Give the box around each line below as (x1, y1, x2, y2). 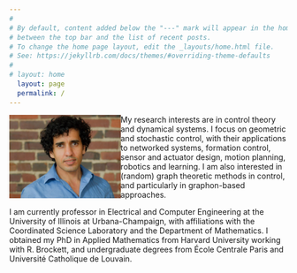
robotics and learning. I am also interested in (120, 161, 283, 171)
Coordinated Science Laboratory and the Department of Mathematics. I (9, 225, 269, 236)
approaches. (120, 189, 166, 200)
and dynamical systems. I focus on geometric (120, 124, 286, 134)
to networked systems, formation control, (120, 142, 271, 153)
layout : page (17, 80, 65, 88)
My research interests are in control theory (120, 114, 277, 125)
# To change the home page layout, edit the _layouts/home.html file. (9, 42, 275, 51)
